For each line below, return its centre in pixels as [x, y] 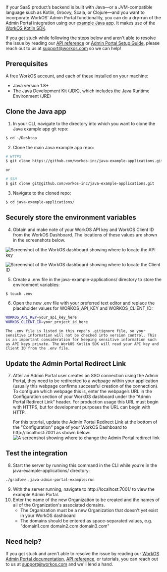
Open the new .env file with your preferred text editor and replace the [84, 303]
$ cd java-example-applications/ [40, 202]
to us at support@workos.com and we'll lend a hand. [59, 564]
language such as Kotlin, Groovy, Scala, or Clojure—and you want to [75, 12]
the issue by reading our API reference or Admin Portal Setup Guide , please [83, 43]
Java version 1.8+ [31, 85]
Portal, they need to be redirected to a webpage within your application [85, 381]
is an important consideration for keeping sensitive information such [81, 340]
